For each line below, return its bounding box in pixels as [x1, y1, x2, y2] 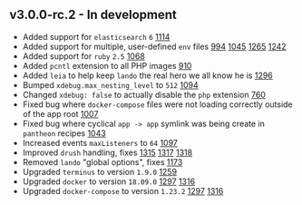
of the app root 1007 [22, 108, 99, 119]
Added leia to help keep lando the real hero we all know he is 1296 [22, 70, 274, 81]
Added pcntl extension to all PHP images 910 [22, 60, 192, 71]
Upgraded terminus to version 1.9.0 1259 [22, 166, 178, 177]
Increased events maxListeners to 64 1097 [22, 137, 179, 148]
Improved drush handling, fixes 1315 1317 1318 [22, 147, 193, 158]
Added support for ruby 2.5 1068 [22, 50, 145, 62]
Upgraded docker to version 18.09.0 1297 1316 [22, 176, 196, 187]
